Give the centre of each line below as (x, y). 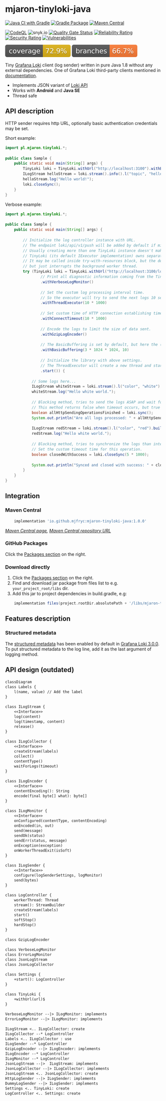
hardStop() (25, 925)
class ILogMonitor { (26, 811)
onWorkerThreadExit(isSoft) (43, 850)
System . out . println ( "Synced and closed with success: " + (92, 465)
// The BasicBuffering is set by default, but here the (99, 345)
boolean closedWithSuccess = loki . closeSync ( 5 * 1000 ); (90, 455)
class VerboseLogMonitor (31, 950)
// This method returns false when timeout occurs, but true (96, 407)
